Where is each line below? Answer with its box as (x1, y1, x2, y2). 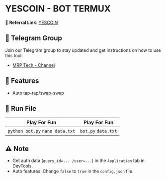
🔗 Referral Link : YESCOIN (5, 19, 58, 25)
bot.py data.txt (80, 128, 117, 134)
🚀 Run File (5, 104, 36, 113)
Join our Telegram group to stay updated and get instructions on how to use (5, 47, 161, 53)
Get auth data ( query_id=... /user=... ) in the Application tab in (12, 158, 145, 164)
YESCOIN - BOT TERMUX (5, 3, 111, 14)
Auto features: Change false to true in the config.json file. (12, 168, 134, 175)
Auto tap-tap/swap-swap (12, 90, 65, 96)
